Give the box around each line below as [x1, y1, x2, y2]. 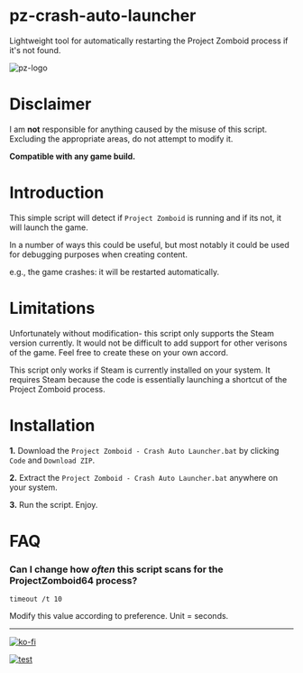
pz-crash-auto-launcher [9, 5, 197, 26]
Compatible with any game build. [9, 151, 136, 161]
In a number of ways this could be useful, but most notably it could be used [9, 239, 290, 250]
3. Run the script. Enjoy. [9, 499, 98, 510]
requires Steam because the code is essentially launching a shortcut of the [9, 373, 288, 384]
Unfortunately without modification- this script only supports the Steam [9, 327, 275, 338]
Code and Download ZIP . [9, 455, 96, 466]
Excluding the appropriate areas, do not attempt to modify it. [9, 133, 234, 144]
